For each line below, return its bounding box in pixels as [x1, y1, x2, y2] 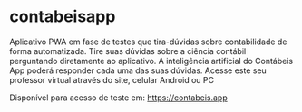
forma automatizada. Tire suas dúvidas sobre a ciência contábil [9, 45, 247, 56]
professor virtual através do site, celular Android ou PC [9, 74, 215, 85]
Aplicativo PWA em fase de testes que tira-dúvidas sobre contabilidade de [9, 36, 287, 47]
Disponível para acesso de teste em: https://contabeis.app [9, 92, 229, 103]
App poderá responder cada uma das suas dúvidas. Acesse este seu [9, 65, 268, 76]
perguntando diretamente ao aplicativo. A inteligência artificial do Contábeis [9, 55, 293, 66]
